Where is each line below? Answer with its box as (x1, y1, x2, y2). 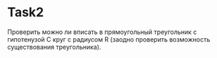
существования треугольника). (7, 42, 101, 51)
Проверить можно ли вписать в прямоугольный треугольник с (7, 28, 197, 36)
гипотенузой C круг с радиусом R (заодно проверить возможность (7, 35, 211, 43)
